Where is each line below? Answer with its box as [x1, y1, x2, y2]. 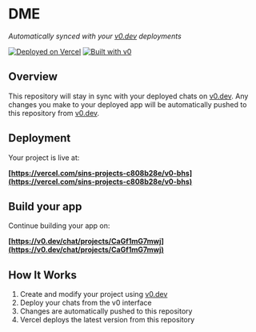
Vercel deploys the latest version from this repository [19, 315, 195, 325]
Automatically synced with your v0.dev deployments [8, 31, 182, 41]
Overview [8, 70, 58, 84]
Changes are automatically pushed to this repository [19, 306, 193, 316]
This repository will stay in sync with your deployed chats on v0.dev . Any [8, 91, 249, 101]
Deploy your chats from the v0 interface [19, 298, 152, 308]
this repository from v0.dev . [8, 108, 100, 118]
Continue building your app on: [8, 221, 110, 230]
